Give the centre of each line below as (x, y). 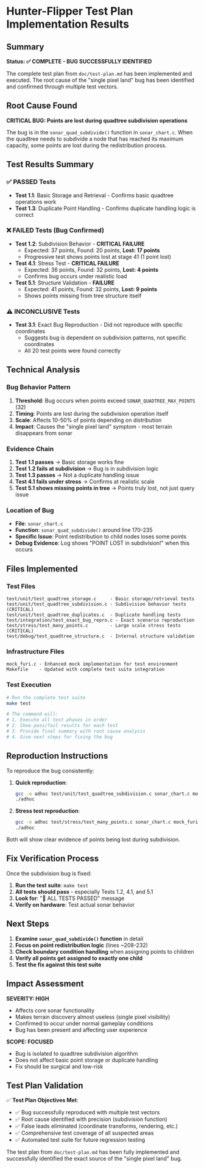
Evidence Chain (30, 449)
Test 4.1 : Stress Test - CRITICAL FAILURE (67, 263)
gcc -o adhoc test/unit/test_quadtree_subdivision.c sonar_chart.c (102, 794)
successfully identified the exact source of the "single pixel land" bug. (94, 1159)
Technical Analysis (43, 370)
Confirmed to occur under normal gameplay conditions (84, 1023)
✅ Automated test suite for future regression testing (80, 1140)
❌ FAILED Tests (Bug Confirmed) (55, 230)
